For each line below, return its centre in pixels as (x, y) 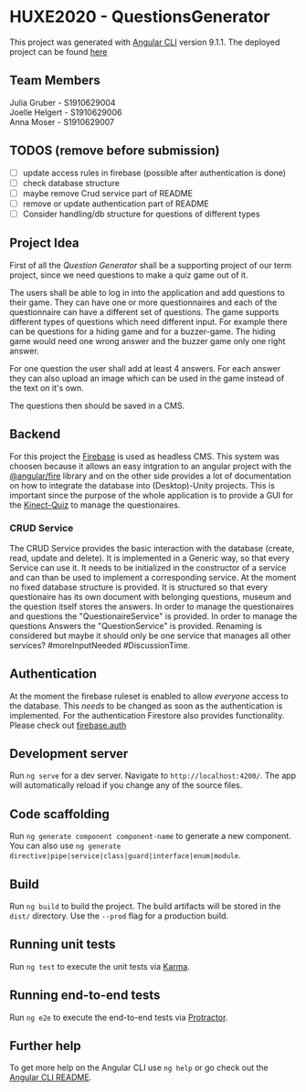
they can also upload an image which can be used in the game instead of (147, 378)
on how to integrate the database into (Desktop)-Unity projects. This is (142, 485)
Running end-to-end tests (85, 996)
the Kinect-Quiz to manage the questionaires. (95, 505)
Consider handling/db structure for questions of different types (141, 214)
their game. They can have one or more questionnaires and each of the (143, 302)
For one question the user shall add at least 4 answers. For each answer (145, 368)
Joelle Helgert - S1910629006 (66, 112)
